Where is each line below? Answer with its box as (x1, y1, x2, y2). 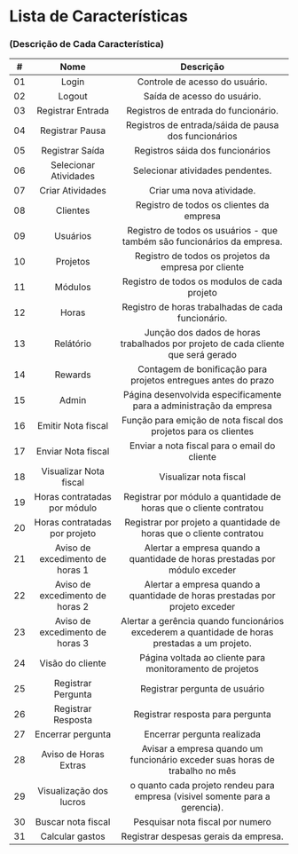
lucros (59, 796, 86, 809)
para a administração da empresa (132, 399, 272, 412)
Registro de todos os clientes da (135, 199, 270, 211)
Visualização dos (36, 785, 109, 797)
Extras (59, 759, 87, 771)
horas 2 (57, 601, 90, 613)
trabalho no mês (168, 765, 237, 778)
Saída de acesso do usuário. (143, 91, 262, 103)
